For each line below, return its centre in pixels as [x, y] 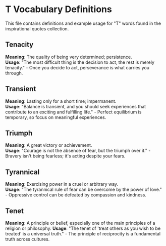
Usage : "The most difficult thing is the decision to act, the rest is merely [80, 62]
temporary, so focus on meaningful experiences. [56, 117]
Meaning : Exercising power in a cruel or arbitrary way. [62, 184]
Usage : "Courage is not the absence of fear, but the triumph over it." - [78, 151]
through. [14, 73]
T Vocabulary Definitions [59, 9]
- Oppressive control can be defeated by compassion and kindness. [76, 195]
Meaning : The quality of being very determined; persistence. [69, 57]
